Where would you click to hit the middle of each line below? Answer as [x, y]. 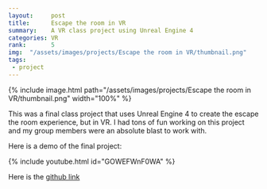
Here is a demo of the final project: [65, 146]
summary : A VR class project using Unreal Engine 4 [101, 30]
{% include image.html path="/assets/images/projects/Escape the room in [130, 90]
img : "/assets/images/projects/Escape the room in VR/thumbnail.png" [128, 52]
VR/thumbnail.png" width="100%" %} [70, 98]
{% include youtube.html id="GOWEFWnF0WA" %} [92, 161]
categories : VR [33, 38]
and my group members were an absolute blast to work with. [108, 130]
